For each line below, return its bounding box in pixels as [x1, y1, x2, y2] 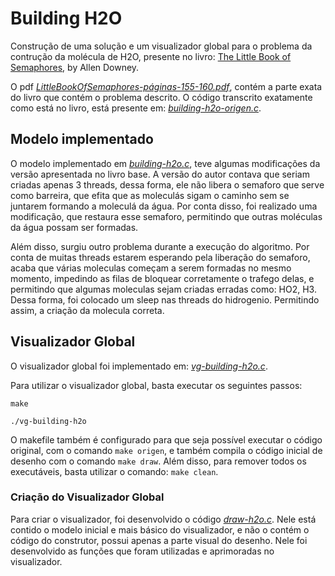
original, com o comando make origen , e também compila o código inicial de [10, 444, 323, 456]
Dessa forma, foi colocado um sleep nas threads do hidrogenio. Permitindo [10, 293, 320, 306]
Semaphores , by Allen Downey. [10, 61, 140, 73]
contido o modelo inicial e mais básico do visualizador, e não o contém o [10, 523, 310, 536]
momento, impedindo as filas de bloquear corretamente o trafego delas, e [10, 272, 315, 284]
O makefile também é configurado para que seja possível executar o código [10, 433, 323, 446]
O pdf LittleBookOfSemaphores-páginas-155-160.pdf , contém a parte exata [10, 80, 323, 92]
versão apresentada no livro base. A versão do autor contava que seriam [10, 168, 310, 180]
